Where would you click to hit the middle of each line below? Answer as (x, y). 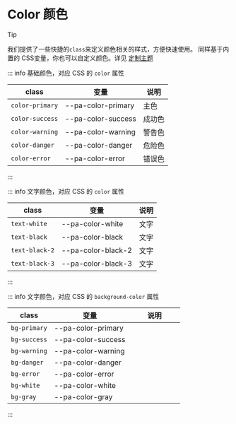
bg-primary (29, 328)
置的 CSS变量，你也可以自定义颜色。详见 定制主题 (81, 58)
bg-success (29, 339)
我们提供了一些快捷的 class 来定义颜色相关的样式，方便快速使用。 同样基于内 (118, 49)
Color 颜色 (38, 14)
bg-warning (29, 351)
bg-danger (27, 362)
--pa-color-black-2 (97, 250)
